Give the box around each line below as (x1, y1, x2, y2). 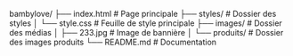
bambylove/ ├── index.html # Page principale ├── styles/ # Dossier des (9, 9, 277, 19)
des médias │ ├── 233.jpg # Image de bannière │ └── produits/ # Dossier (9, 28, 284, 37)
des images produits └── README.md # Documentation (9, 36, 216, 47)
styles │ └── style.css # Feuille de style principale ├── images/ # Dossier (9, 18, 282, 28)
